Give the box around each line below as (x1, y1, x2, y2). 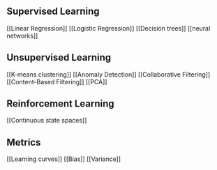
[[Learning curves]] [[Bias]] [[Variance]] (6, 155, 121, 163)
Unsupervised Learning (6, 52, 112, 63)
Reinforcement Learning (6, 98, 114, 110)
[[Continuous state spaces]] (6, 116, 87, 125)
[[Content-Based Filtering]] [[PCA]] (6, 77, 107, 86)
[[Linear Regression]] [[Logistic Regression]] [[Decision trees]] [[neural (6, 24, 211, 32)
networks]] (6, 31, 38, 40)
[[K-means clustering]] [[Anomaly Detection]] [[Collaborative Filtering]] (6, 70, 211, 79)
